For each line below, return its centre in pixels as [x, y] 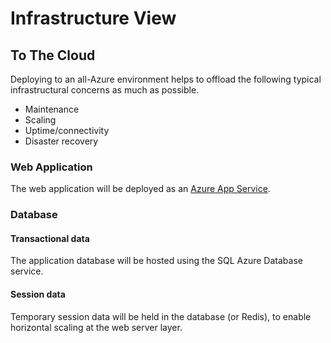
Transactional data [50, 238]
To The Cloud [53, 55]
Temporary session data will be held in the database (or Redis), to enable [161, 316]
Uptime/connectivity [67, 130]
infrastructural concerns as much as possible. [105, 90]
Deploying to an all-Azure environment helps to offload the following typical [166, 79]
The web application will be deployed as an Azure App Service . [140, 189]
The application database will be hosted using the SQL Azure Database [156, 261]
